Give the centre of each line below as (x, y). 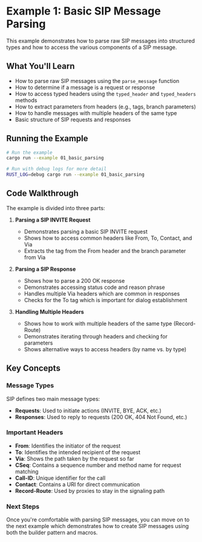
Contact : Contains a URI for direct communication (77, 484)
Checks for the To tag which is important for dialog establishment (106, 300)
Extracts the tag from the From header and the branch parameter (105, 251)
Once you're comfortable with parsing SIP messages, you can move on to (98, 520)
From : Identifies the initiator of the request (68, 446)
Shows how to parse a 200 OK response (74, 280)
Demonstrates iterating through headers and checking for (96, 336)
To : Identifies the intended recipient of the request (78, 452)
